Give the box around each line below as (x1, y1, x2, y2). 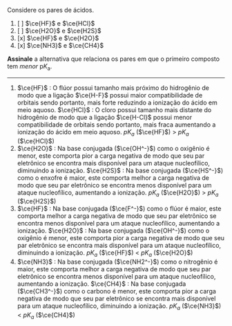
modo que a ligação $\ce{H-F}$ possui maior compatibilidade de (17, 91, 203, 99)
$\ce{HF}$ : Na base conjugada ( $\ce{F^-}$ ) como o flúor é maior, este (17, 204, 222, 213)
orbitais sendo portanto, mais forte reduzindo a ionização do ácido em (17, 98, 217, 107)
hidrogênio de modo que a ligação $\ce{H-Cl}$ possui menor (17, 113, 192, 121)
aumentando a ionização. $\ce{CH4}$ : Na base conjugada (17, 280, 186, 288)
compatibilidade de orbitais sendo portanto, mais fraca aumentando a (17, 120, 216, 129)
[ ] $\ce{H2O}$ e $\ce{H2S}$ (17, 27, 101, 35)
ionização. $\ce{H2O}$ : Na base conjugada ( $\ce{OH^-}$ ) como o (17, 226, 210, 235)
